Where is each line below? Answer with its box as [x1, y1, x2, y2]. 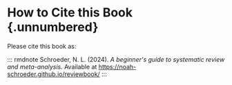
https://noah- [98, 62, 137, 71]
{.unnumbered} [7, 19, 99, 35]
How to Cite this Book [7, 5, 133, 21]
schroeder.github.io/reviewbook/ [7, 70, 100, 78]
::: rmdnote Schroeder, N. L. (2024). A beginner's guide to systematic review [7, 55, 225, 63]
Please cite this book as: [7, 42, 77, 50]
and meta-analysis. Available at [7, 62, 97, 71]
